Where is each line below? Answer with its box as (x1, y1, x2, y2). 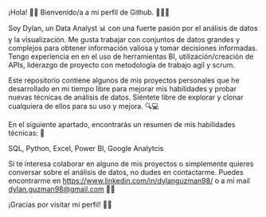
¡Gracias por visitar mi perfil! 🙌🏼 (8, 200, 113, 209)
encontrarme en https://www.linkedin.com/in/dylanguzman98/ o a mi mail (8, 176, 251, 185)
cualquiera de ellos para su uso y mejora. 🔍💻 (8, 102, 159, 110)
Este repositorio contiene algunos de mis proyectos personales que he (8, 76, 241, 85)
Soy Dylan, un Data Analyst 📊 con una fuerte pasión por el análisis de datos (8, 24, 258, 33)
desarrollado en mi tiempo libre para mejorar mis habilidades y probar (8, 84, 237, 93)
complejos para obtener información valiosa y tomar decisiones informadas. (8, 44, 258, 52)
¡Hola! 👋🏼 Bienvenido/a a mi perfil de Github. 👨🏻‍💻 (8, 8, 170, 17)
